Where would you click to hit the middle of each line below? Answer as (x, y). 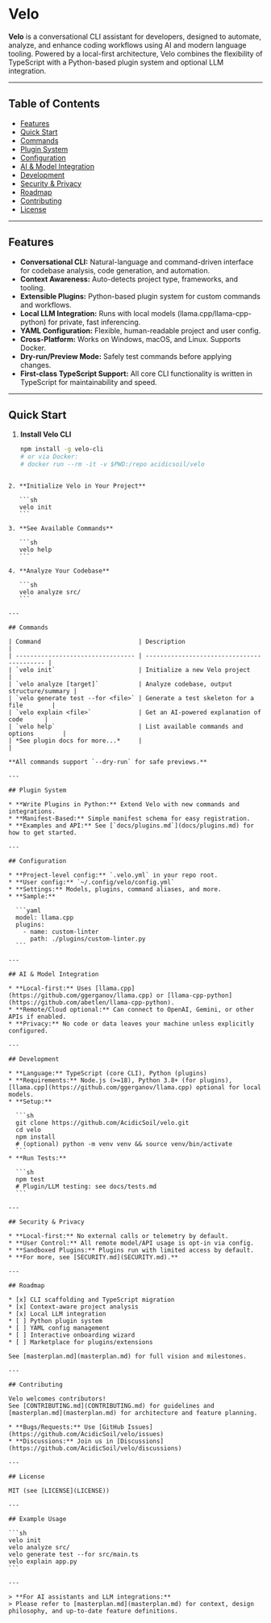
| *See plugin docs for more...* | (75, 741)
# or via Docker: (49, 457)
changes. (35, 365)
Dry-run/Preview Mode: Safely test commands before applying (126, 356)
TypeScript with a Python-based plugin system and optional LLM (116, 62)
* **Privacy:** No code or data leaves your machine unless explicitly (131, 1024)
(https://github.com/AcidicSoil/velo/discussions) (95, 1448)
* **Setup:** (30, 1101)
